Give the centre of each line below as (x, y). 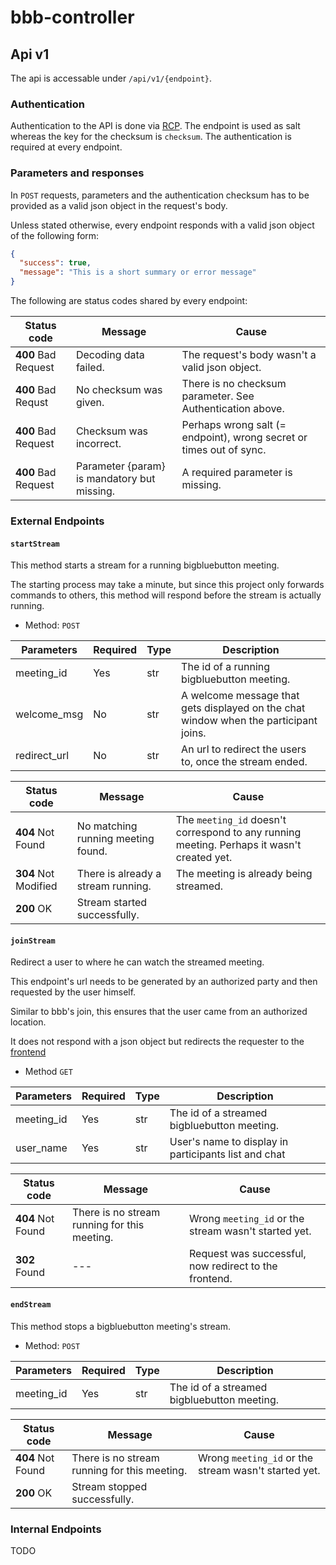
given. (90, 403)
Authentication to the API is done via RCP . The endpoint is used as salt (155, 126)
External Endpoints (57, 521)
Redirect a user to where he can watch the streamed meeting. (137, 962)
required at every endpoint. (66, 147)
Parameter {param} (120, 466)
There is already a (119, 874)
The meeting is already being (244, 874)
